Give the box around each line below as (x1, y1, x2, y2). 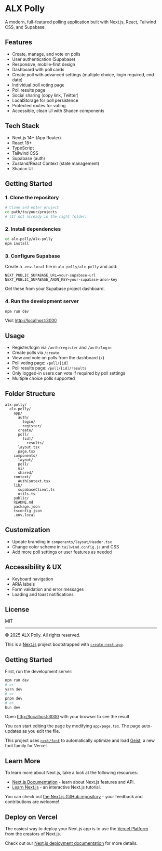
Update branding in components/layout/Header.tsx (12, 539, 112, 545)
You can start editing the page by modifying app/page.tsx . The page (5, 723, 141, 729)
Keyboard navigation (12, 576, 54, 582)
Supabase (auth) (12, 155, 45, 161)
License (5, 606, 29, 614)
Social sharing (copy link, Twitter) (12, 92, 79, 98)
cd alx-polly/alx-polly (5, 237, 53, 241)
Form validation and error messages (12, 586, 84, 592)
